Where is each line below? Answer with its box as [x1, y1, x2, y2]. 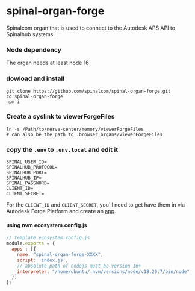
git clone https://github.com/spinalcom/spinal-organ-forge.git [6, 88, 171, 94]
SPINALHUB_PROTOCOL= [6, 164, 58, 171]
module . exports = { [6, 240, 55, 246]
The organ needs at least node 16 [6, 59, 89, 67]
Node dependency [6, 45, 62, 54]
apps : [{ [11, 246, 36, 252]
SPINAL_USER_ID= [6, 159, 47, 165]
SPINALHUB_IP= [6, 175, 42, 181]
